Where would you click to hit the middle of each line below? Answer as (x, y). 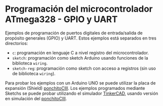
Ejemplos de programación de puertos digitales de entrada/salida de (74, 33)
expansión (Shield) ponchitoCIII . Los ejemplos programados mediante (75, 88)
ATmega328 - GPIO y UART (61, 19)
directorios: (17, 43)
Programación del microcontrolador (79, 9)
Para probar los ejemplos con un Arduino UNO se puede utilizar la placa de (81, 83)
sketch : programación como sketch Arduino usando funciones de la (80, 58)
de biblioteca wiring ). (34, 73)
